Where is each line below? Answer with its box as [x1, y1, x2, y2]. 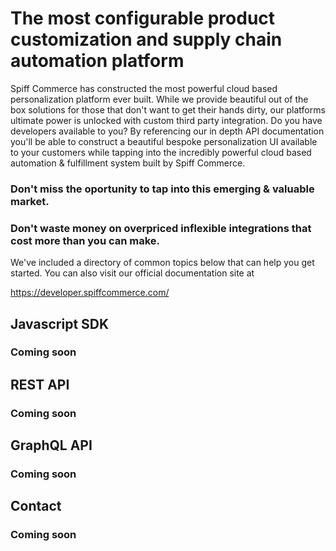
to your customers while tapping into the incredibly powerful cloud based [10, 146, 312, 158]
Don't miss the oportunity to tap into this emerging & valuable [10, 182, 315, 196]
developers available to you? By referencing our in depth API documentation [10, 125, 325, 137]
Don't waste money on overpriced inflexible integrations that [10, 221, 312, 235]
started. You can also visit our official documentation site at [10, 267, 255, 279]
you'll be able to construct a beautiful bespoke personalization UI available [10, 135, 318, 147]
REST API [10, 376, 70, 393]
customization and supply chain [10, 28, 283, 51]
